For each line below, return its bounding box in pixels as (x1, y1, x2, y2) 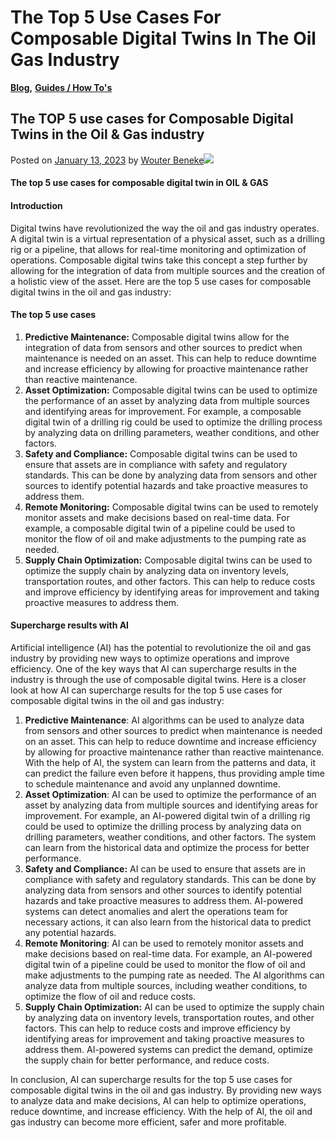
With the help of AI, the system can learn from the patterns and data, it (24, 756, 316, 768)
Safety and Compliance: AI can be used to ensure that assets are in (24, 862, 307, 875)
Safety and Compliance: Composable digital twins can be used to (24, 447, 298, 460)
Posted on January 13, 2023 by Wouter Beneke (10, 154, 205, 166)
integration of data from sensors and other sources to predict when (24, 341, 303, 353)
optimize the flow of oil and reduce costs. (24, 990, 197, 1002)
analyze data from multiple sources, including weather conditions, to (24, 979, 308, 991)
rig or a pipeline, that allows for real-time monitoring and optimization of (10, 243, 307, 255)
